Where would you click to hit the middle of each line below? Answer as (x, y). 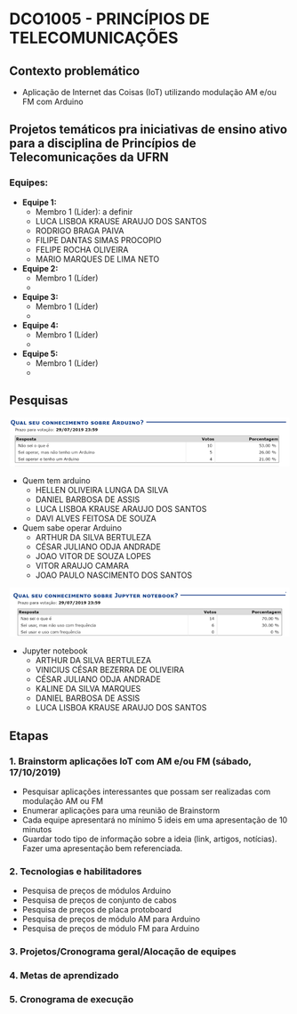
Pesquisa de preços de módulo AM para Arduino (111, 919)
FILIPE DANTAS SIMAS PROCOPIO (98, 239)
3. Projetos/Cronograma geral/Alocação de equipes (123, 952)
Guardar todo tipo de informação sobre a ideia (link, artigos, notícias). (149, 839)
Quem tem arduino (56, 480)
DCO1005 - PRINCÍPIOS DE (110, 19)
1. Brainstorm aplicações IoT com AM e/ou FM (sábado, (130, 761)
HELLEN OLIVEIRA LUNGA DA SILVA (102, 490)
